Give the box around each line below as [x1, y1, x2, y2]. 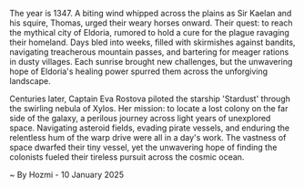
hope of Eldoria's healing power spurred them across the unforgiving [9, 66, 269, 77]
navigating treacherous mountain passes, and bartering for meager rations [9, 47, 289, 58]
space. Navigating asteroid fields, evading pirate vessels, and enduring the [9, 122, 289, 133]
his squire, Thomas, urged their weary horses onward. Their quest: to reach [9, 17, 293, 28]
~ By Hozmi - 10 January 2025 [9, 169, 125, 180]
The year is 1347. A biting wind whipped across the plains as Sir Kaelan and [9, 8, 292, 18]
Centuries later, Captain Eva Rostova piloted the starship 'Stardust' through [9, 93, 291, 104]
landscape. [9, 76, 52, 86]
